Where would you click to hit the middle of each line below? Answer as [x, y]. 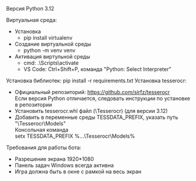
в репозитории [33, 105]
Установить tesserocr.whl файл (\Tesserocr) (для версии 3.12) [91, 111]
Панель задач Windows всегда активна [64, 165]
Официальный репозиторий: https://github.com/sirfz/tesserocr [92, 92]
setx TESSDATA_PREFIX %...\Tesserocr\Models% [75, 136]
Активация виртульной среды [52, 56]
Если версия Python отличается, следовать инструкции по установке [102, 98]
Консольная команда [42, 130]
